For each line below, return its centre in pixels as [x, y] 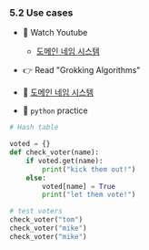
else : [36, 178]
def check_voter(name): [55, 152]
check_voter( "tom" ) [46, 220]
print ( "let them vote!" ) [89, 195]
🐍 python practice [55, 110]
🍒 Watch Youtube [55, 33]
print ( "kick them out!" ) [89, 169]
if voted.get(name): [65, 161]
